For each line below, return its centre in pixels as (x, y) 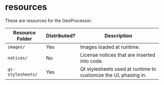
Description (118, 36)
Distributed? (61, 36)
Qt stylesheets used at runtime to (118, 69)
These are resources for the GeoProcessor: (49, 21)
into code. (92, 61)
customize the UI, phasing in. (113, 75)
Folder (24, 39)
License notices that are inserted (118, 55)
